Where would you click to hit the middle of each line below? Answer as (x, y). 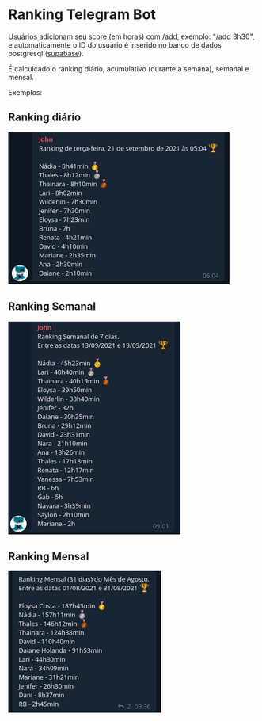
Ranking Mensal (49, 556)
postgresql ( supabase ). (46, 53)
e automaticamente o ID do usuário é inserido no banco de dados (115, 44)
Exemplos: (25, 92)
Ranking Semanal (52, 307)
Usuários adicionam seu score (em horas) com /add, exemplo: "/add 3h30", (131, 36)
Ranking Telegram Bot (82, 15)
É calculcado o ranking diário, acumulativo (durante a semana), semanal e (129, 68)
